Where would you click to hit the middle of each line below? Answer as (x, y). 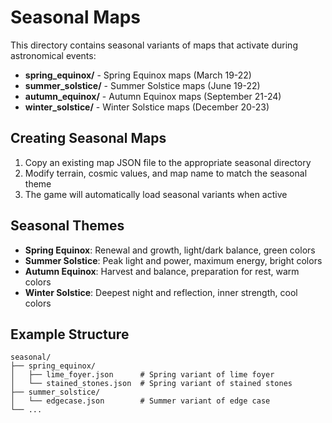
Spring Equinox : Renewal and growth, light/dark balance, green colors (170, 250)
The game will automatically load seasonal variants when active (156, 194)
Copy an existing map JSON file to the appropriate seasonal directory (168, 162)
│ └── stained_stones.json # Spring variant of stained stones (151, 384)
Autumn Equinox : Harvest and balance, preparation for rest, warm (162, 271)
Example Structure (70, 334)
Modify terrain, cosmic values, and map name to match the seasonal (166, 173)
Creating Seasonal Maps (88, 138)
